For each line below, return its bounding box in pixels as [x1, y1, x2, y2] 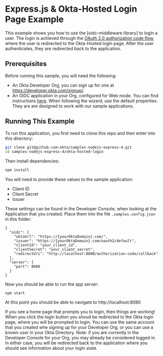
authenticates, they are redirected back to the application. [5, 45, 122, 51]
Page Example [5, 14, 64, 25]
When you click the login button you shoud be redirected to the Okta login [5, 314, 154, 320]
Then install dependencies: [5, 158, 60, 164]
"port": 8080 [14, 264, 41, 269]
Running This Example [5, 117, 75, 126]
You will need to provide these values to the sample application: [5, 177, 133, 182]
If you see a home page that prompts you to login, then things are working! [5, 309, 155, 315]
